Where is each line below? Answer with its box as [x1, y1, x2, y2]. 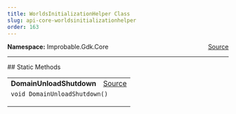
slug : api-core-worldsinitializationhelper [7, 17, 137, 24]
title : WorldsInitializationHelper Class [7, 10, 131, 18]
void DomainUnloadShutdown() [11, 90, 108, 99]
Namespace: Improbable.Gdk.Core [7, 43, 109, 51]
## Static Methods [7, 63, 61, 71]
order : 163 [7, 23, 39, 30]
